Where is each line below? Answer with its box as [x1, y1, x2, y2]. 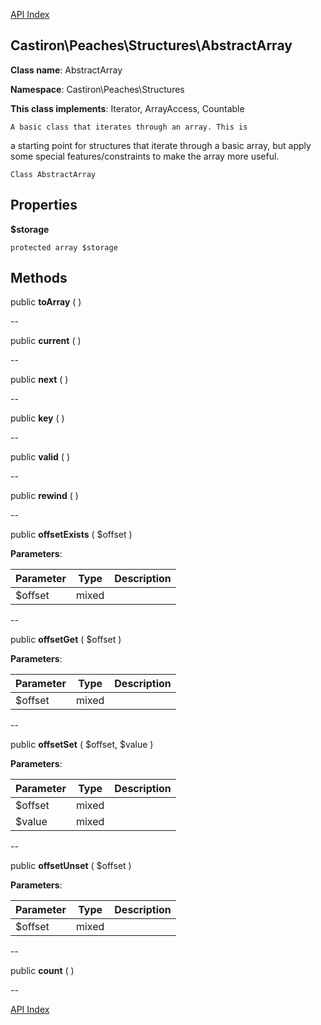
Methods [10, 270, 68, 287]
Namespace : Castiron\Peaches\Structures [10, 83, 185, 95]
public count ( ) [10, 965, 75, 977]
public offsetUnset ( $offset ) [10, 860, 132, 872]
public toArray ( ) [10, 296, 82, 308]
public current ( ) [10, 335, 82, 347]
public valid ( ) [10, 451, 71, 463]
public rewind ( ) [10, 490, 79, 502]
